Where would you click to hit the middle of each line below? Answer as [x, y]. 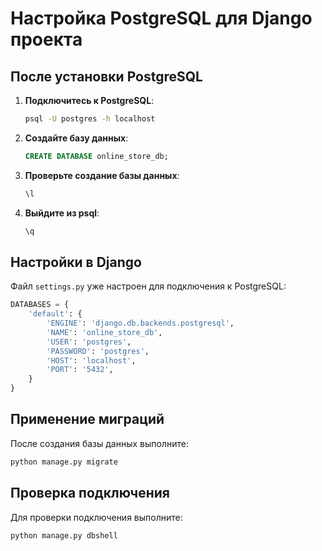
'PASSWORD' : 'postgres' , [98, 351]
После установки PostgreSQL [106, 76]
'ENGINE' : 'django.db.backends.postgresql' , [140, 323]
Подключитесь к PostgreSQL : [89, 100]
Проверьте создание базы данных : [102, 175]
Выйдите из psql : [62, 213]
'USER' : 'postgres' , [89, 342]
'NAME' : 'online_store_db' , [104, 332]
